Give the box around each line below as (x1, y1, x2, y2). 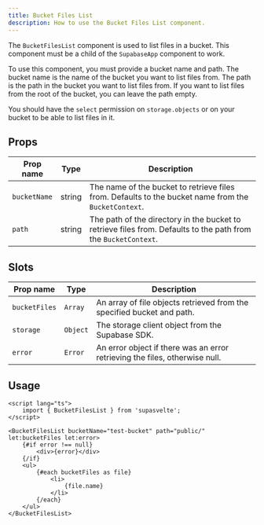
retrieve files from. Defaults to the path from (89, 224, 251, 235)
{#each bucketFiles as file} (36, 468, 132, 476)
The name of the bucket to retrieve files (89, 182, 235, 193)
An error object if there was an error (96, 343, 229, 354)
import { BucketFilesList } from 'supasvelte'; (22, 406, 181, 414)
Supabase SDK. (96, 329, 154, 340)
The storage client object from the (96, 320, 222, 331)
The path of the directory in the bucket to (89, 214, 241, 225)
